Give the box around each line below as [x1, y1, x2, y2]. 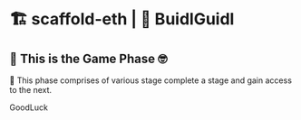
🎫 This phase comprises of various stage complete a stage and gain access [9, 75, 293, 86]
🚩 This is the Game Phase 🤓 [9, 51, 168, 66]
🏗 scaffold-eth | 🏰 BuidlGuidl [9, 9, 235, 30]
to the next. [9, 85, 53, 95]
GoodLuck [9, 102, 48, 113]
